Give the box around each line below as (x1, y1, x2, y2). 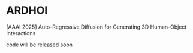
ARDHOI (6, 4, 48, 17)
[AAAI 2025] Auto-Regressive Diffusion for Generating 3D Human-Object (6, 23, 187, 30)
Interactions (6, 29, 36, 36)
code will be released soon (6, 41, 73, 48)
